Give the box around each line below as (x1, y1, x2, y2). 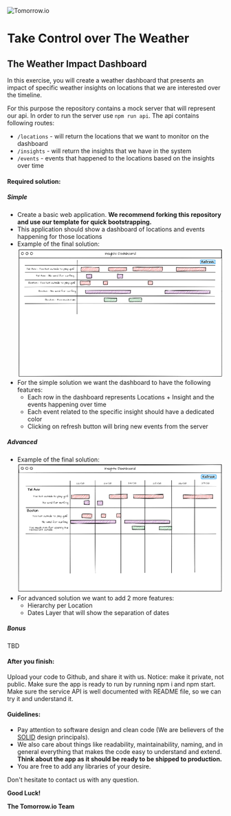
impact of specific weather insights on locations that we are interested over (7, 83, 221, 92)
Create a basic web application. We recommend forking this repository (16, 210, 221, 218)
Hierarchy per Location (27, 601, 93, 609)
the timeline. (7, 91, 43, 99)
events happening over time (27, 400, 107, 408)
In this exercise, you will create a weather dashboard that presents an (7, 76, 204, 84)
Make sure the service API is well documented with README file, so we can (7, 687, 221, 695)
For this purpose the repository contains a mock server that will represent (7, 104, 216, 112)
